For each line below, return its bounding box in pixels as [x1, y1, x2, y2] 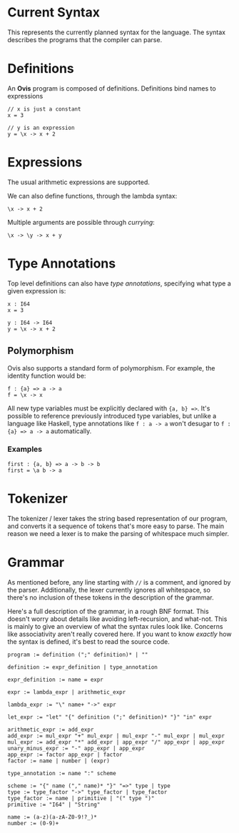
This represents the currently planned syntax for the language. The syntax [7, 28, 226, 36]
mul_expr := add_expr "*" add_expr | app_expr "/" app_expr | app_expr [7, 738, 225, 746]
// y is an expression [7, 124, 75, 131]
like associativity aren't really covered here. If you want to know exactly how [7, 630, 232, 638]
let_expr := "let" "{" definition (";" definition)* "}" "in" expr [7, 713, 213, 721]
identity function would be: [7, 371, 86, 380]
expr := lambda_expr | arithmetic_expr [7, 688, 126, 696]
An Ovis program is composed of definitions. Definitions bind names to [7, 84, 216, 93]
